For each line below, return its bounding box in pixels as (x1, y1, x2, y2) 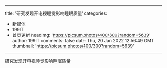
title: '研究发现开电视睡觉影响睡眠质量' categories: (5, 10, 108, 16)
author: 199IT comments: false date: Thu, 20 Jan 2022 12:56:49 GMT (12, 38, 154, 43)
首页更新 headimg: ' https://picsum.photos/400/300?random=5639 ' (12, 33, 151, 38)
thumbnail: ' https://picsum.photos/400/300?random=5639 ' (12, 43, 134, 49)
